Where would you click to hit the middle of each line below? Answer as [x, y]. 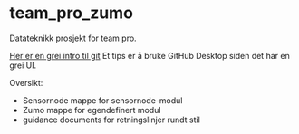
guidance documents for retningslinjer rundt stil [111, 120]
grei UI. [23, 65]
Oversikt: [26, 82]
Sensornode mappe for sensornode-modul [102, 100]
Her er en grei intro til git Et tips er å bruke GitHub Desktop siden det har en [149, 55]
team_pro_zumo [72, 13]
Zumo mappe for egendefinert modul [92, 110]
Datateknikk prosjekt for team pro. [73, 38]
